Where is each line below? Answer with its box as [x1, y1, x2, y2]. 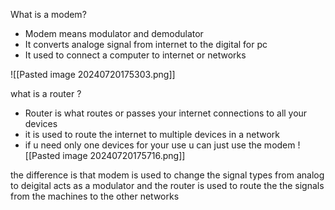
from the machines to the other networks [10, 190, 180, 202]
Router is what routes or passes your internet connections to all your [24, 107, 308, 119]
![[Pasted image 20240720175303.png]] [10, 69, 176, 80]
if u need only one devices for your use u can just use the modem [24, 139, 296, 151]
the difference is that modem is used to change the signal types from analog [10, 169, 325, 181]
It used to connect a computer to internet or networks [24, 49, 247, 61]
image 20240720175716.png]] [62, 150, 186, 161]
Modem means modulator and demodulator [24, 28, 204, 39]
